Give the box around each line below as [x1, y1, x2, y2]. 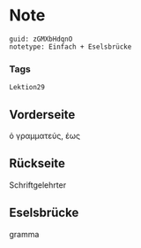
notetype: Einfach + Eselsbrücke [9, 42, 132, 51]
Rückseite [9, 156, 66, 171]
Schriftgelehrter [9, 179, 67, 190]
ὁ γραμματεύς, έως [9, 130, 81, 142]
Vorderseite [9, 107, 76, 122]
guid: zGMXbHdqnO [9, 35, 73, 43]
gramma [9, 229, 40, 239]
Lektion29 [9, 83, 46, 92]
